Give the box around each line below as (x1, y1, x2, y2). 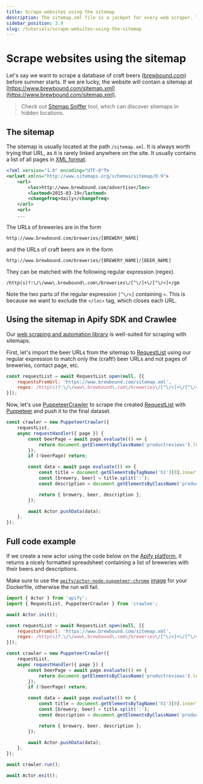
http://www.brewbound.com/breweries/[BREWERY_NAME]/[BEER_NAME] (6, 257, 172, 263)
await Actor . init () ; (6, 611, 59, 618)
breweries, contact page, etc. (6, 361, 80, 369)
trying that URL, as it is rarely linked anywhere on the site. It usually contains (6, 150, 196, 156)
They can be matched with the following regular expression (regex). (6, 268, 175, 275)
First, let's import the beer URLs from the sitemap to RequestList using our (6, 349, 192, 356)
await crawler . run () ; (6, 762, 61, 768)
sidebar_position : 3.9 (6, 20, 63, 26)
